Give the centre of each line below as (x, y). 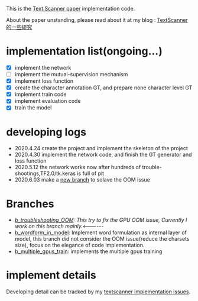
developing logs (46, 132)
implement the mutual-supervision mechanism (71, 74)
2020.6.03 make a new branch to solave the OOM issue (82, 180)
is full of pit (90, 173)
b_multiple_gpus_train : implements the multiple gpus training (88, 251)
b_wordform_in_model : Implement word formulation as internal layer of (101, 232)
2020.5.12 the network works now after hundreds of (78, 167)
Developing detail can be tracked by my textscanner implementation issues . (98, 292)
